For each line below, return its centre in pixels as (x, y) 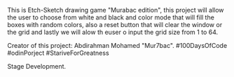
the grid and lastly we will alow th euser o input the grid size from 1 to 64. (113, 32)
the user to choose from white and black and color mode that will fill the (111, 17)
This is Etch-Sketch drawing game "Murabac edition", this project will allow (116, 10)
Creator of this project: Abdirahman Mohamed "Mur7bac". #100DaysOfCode (117, 45)
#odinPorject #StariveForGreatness (58, 53)
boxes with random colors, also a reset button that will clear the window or (115, 25)
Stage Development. (37, 66)
